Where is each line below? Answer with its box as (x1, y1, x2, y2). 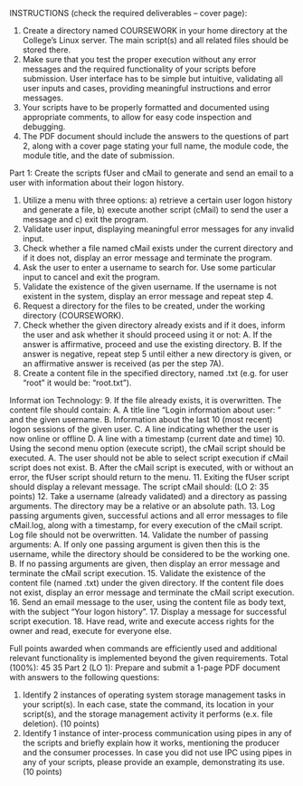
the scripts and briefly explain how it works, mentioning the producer (22, 737, 280, 748)
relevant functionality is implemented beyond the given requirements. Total (9, 653, 289, 663)
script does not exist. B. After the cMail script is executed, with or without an (9, 462, 294, 473)
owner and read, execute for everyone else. (9, 626, 172, 636)
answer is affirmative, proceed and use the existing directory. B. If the (22, 339, 282, 349)
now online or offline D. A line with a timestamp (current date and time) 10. (9, 433, 286, 444)
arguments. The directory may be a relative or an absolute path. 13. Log (9, 501, 276, 511)
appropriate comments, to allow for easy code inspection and (22, 112, 251, 122)
